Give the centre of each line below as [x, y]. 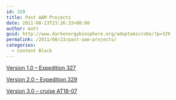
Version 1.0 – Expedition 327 [41, 68]
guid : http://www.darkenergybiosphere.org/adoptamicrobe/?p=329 [88, 34]
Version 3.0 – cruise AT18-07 [42, 91]
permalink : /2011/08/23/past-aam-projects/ [62, 40]
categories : [21, 46]
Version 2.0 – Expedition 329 [42, 79]
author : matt [23, 28]
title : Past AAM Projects [38, 17]
